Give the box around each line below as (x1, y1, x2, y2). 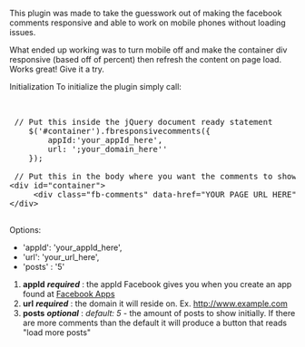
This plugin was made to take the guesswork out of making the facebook (9, 8, 282, 18)
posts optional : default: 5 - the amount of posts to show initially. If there (22, 308, 296, 318)
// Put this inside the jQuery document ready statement (14, 117, 273, 127)
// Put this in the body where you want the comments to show (14, 171, 297, 181)
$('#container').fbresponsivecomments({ (28, 126, 212, 136)
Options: (9, 225, 42, 235)
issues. (9, 27, 36, 37)
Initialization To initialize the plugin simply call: (9, 82, 182, 92)
